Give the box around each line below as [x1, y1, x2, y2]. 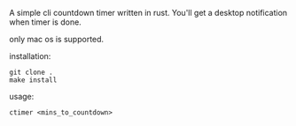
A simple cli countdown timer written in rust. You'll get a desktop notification [9, 8, 288, 18]
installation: [9, 51, 51, 61]
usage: [9, 92, 35, 101]
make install [9, 76, 58, 85]
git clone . [9, 68, 53, 77]
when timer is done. [9, 17, 82, 27]
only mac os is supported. [9, 34, 105, 44]
